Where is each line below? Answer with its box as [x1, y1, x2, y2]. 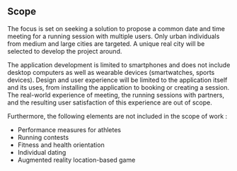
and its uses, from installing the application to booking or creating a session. [7, 83, 230, 91]
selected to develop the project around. [7, 47, 122, 55]
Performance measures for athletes [17, 125, 122, 134]
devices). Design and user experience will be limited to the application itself [7, 76, 228, 84]
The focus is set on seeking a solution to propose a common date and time [7, 24, 225, 33]
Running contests [17, 133, 69, 141]
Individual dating [17, 148, 67, 156]
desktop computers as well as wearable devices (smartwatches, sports [7, 68, 215, 76]
